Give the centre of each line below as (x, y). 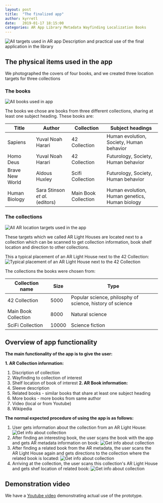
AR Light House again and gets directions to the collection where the (81, 453)
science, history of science (102, 303)
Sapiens (17, 142)
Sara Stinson (51, 190)
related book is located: (36, 458)
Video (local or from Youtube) (42, 404)
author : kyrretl (21, 18)
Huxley (44, 179)
